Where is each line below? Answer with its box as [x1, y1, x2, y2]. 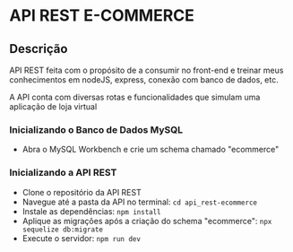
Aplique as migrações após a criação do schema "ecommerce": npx [22, 215, 272, 226]
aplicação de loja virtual [9, 101, 98, 112]
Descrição [9, 41, 68, 56]
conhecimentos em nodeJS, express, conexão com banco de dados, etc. [9, 74, 280, 85]
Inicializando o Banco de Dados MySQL [9, 123, 184, 135]
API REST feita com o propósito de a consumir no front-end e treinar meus [9, 65, 284, 75]
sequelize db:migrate [22, 225, 103, 234]
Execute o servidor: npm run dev [22, 232, 142, 243]
